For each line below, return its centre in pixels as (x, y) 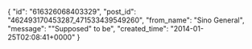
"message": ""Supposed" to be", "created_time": (88, 29)
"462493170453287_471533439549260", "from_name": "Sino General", (126, 20)
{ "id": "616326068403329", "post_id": (72, 12)
